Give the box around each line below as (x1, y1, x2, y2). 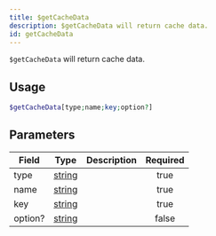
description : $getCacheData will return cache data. (9, 21, 209, 30)
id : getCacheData (9, 29, 74, 38)
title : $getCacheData (9, 12, 90, 22)
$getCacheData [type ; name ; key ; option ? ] (9, 103, 153, 112)
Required (145, 153, 185, 166)
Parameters (9, 128, 76, 143)
